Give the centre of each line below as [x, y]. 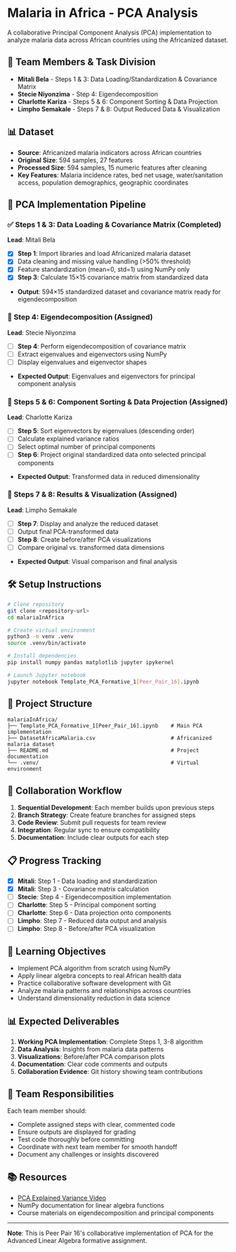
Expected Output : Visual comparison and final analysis [97, 562]
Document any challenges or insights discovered [88, 1154]
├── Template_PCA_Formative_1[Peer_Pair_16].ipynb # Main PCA [105, 726]
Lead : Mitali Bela [32, 240]
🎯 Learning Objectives [57, 951]
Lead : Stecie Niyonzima [41, 332]
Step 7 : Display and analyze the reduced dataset [88, 523]
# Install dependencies [42, 656]
